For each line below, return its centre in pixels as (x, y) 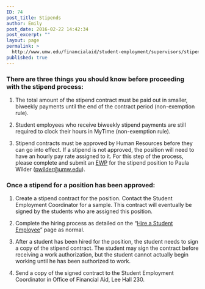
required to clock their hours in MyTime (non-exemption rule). (93, 131)
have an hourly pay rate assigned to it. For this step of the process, (99, 156)
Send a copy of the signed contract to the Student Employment (94, 273)
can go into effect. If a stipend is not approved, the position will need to (105, 149)
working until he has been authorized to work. (73, 261)
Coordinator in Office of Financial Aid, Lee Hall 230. (80, 280)
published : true (27, 58)
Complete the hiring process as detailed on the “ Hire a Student (94, 223)
